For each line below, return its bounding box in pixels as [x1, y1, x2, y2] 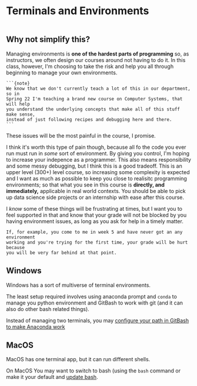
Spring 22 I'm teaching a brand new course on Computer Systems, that [6, 96, 183, 102]
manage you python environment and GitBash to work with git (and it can [6, 299, 183, 306]
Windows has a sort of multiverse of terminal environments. [6, 282, 151, 289]
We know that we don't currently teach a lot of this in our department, [6, 86, 191, 91]
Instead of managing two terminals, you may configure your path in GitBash [6, 317, 189, 324]
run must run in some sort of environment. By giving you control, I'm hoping [6, 149, 190, 157]
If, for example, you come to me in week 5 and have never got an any [6, 229, 183, 235]
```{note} [6, 80, 31, 86]
